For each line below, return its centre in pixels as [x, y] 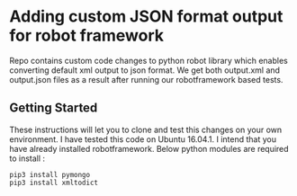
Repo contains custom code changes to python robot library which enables [148, 60]
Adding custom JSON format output [146, 17]
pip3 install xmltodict [54, 183]
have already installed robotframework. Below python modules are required [149, 148]
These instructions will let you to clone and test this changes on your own [146, 129]
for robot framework [87, 36]
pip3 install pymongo [50, 174]
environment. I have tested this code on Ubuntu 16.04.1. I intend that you [143, 139]
